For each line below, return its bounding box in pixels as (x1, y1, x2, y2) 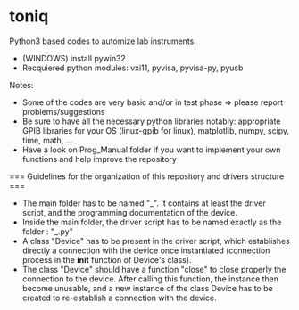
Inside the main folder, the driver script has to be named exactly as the (21, 216, 282, 227)
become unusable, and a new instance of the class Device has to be (21, 282, 274, 293)
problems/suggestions (21, 106, 105, 117)
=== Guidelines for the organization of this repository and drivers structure (9, 171, 285, 182)
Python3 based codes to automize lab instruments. (9, 36, 196, 46)
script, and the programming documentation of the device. (21, 207, 238, 217)
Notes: (9, 79, 34, 90)
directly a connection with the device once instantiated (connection (21, 245, 270, 256)
